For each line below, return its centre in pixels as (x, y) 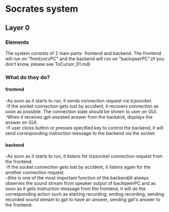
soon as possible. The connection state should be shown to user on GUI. (81, 112)
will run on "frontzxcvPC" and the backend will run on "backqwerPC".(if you (85, 59)
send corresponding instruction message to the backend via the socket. (81, 133)
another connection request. (35, 173)
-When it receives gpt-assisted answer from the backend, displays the (79, 117)
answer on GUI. (22, 122)
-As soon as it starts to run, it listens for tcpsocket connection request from (84, 156)
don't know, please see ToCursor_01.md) (48, 64)
